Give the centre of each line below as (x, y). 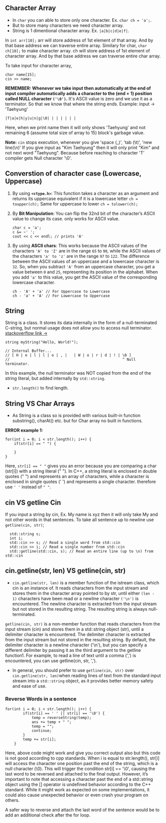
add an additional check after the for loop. (48, 815)
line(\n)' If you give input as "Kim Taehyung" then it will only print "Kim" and (82, 147)
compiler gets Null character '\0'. (39, 158)
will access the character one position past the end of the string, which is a (82, 764)
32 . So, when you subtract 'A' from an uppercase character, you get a (83, 266)
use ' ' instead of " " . (28, 487)
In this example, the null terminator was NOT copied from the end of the (78, 373)
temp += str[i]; (40, 739)
